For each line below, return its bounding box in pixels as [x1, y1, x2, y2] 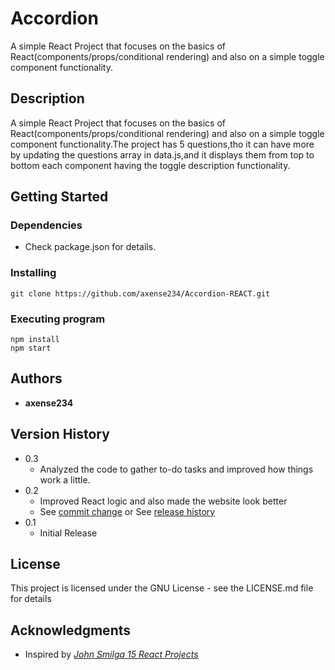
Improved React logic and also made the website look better [39, 495, 288, 507]
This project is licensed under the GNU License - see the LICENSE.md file [10, 582, 314, 594]
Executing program [10, 312, 106, 326]
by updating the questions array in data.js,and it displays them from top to [10, 148, 315, 161]
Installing [10, 266, 57, 280]
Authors [10, 370, 63, 387]
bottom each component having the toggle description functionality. [10, 159, 291, 171]
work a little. [39, 473, 91, 486]
